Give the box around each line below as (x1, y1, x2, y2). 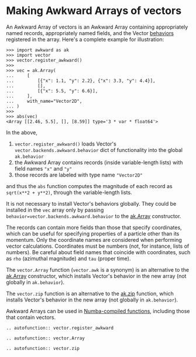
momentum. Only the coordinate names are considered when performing (6, 236, 183, 243)
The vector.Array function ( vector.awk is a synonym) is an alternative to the (6, 266, 189, 273)
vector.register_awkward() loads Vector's (14, 140, 117, 147)
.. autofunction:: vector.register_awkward (6, 325, 114, 331)
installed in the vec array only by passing (6, 206, 104, 213)
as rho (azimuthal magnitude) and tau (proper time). (6, 255, 131, 262)
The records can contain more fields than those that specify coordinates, (6, 224, 183, 231)
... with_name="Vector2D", (6, 98, 82, 104)
